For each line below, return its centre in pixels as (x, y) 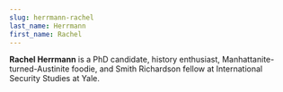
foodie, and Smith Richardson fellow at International (167, 69)
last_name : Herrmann (48, 26)
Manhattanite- (248, 60)
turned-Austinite (40, 69)
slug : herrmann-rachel (52, 17)
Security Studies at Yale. (55, 79)
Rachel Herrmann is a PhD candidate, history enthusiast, (115, 60)
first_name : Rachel (46, 34)
